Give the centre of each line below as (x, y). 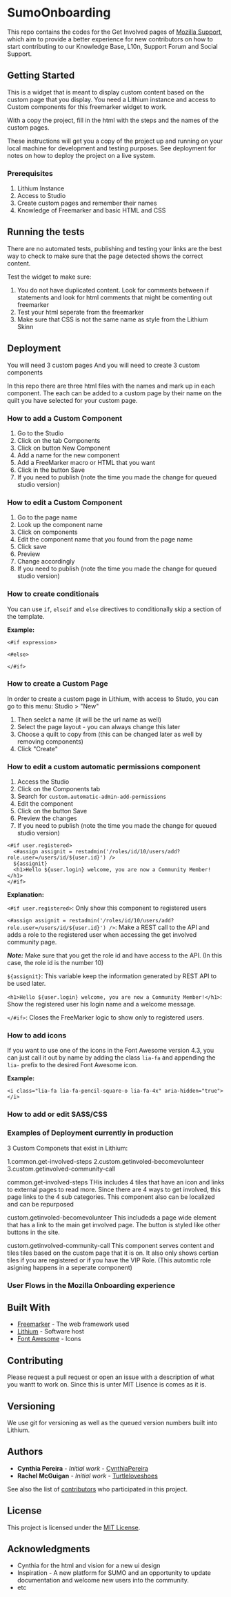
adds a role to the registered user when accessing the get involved (102, 935)
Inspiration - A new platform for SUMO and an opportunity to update (114, 1573)
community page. (32, 942)
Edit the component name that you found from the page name (105, 539)
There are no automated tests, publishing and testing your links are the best (114, 248)
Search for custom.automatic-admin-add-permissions (92, 796)
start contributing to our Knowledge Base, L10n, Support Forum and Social (113, 46)
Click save (32, 547)
